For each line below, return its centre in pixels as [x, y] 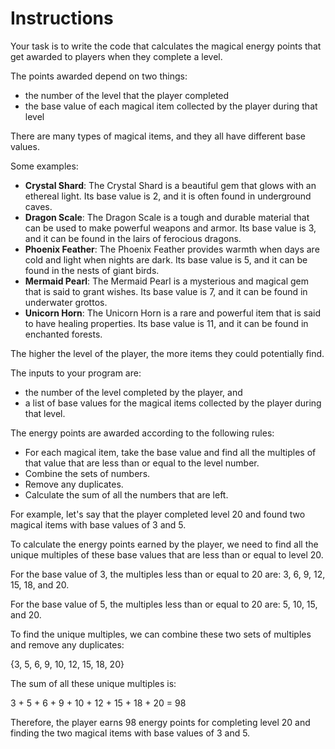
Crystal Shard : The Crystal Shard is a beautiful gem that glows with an [170, 185]
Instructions [62, 18]
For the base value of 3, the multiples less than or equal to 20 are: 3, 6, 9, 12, [168, 574]
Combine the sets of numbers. [87, 473]
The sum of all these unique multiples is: [93, 683]
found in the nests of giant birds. [92, 270]
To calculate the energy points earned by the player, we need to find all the [164, 544]
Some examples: [44, 166]
